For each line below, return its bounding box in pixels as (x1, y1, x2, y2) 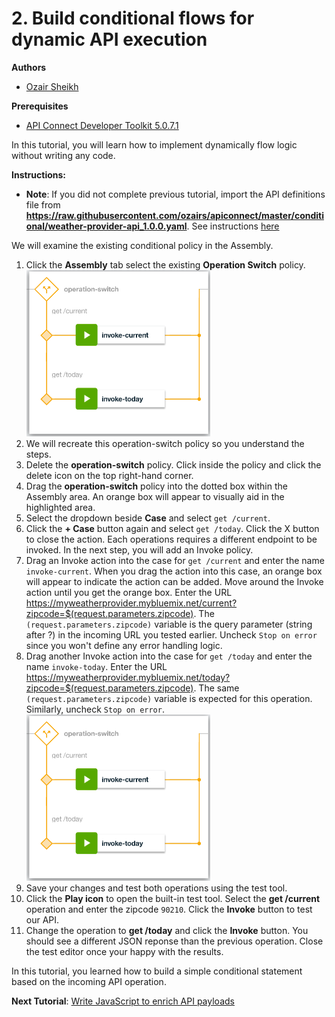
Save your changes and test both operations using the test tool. (25, 882, 288, 894)
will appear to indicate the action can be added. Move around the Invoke (25, 575, 324, 587)
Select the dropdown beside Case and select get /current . (25, 512, 271, 524)
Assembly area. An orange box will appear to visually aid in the (25, 490, 285, 502)
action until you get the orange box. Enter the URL (25, 586, 233, 598)
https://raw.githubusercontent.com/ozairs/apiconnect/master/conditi (25, 209, 324, 221)
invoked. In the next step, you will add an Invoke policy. (25, 543, 254, 556)
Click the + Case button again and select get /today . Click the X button (25, 522, 320, 534)
